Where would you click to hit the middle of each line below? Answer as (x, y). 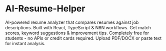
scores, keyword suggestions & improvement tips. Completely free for (77, 33)
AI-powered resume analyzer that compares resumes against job (72, 22)
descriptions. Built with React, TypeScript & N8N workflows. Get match (78, 27)
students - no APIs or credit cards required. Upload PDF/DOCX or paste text (83, 38)
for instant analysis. (25, 43)
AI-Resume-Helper (45, 9)
